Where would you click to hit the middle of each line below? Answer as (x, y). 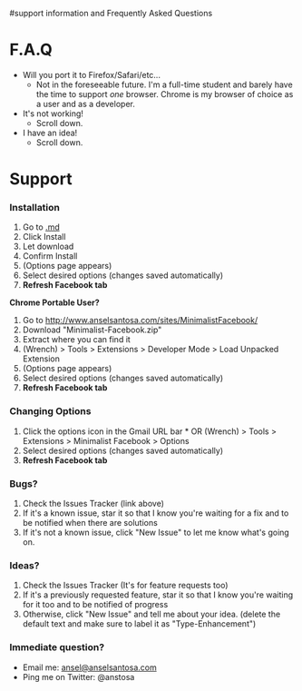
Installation (35, 208)
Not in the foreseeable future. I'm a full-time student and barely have (164, 84)
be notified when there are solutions (90, 523)
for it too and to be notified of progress (95, 605)
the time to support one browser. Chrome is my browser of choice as (165, 94)
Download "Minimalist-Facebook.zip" (92, 330)
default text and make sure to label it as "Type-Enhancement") (139, 624)
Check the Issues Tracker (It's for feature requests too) (125, 586)
